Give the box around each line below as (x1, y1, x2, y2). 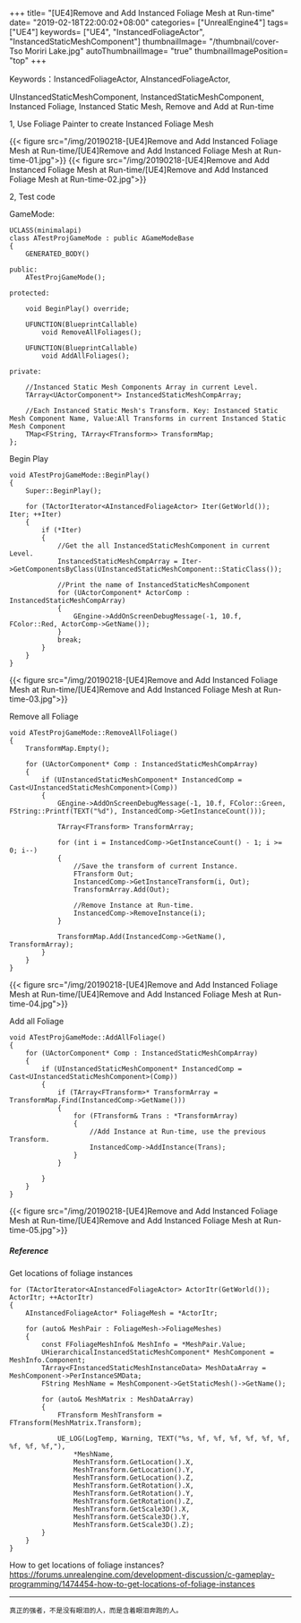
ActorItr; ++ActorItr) (9, 1292, 94, 1302)
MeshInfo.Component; (9, 1355, 87, 1365)
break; (56, 635, 82, 644)
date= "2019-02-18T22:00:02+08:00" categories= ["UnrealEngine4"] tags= (9, 17, 289, 28)
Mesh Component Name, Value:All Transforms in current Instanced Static (9, 414, 287, 423)
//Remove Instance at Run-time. (73, 901, 194, 910)
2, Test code (9, 192, 56, 202)
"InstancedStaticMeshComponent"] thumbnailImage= (9, 36, 208, 47)
